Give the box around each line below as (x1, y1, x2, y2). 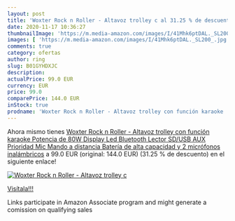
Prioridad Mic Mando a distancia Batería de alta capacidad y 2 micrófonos (7, 142, 220, 151)
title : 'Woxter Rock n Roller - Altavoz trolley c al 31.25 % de (7, 17, 201, 24)
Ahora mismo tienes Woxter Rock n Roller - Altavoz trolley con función (7, 127, 210, 135)
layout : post (7, 10, 45, 18)
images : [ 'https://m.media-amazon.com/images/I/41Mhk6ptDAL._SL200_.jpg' (7, 36, 230, 43)
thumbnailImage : (7, 29, 55, 37)
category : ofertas (7, 50, 61, 57)
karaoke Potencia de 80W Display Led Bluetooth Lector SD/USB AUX (7, 135, 206, 143)
